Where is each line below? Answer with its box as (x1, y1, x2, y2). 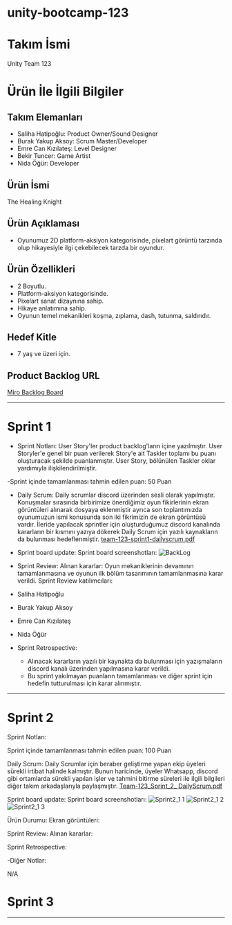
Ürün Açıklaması (7, 218, 80, 229)
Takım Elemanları (7, 111, 83, 123)
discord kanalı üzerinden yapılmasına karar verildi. (27, 664, 171, 673)
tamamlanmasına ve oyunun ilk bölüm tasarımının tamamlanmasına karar (17, 570, 224, 578)
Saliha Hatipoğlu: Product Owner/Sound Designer (17, 130, 158, 138)
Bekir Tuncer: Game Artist (17, 152, 91, 160)
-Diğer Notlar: (7, 856, 46, 865)
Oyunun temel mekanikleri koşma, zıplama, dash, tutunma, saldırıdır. (17, 311, 211, 319)
